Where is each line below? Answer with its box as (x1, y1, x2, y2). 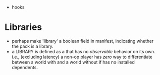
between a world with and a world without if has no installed (11, 59, 135, 65)
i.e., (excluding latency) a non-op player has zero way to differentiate (11, 54, 153, 60)
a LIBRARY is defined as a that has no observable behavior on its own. (11, 48, 156, 54)
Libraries (4, 22, 42, 33)
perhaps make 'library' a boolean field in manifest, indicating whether (11, 38, 154, 44)
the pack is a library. (11, 43, 53, 49)
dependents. (11, 64, 38, 70)
